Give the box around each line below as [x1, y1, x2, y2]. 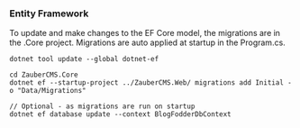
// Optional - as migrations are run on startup [9, 102, 195, 111]
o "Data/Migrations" [9, 87, 87, 96]
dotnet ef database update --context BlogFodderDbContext [9, 110, 232, 119]
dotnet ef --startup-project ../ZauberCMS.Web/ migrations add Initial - [9, 78, 293, 87]
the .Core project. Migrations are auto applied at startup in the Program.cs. [9, 37, 286, 48]
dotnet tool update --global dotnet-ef [9, 55, 159, 64]
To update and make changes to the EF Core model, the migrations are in [9, 28, 281, 39]
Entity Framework [9, 7, 89, 20]
